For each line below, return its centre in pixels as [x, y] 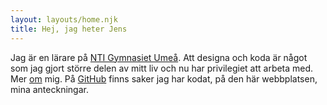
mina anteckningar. [49, 89]
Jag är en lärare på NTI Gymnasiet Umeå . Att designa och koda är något [159, 57]
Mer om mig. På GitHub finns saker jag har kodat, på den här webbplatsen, [164, 78]
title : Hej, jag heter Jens [69, 29]
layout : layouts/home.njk [64, 19]
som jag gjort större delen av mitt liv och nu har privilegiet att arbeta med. [162, 68]
